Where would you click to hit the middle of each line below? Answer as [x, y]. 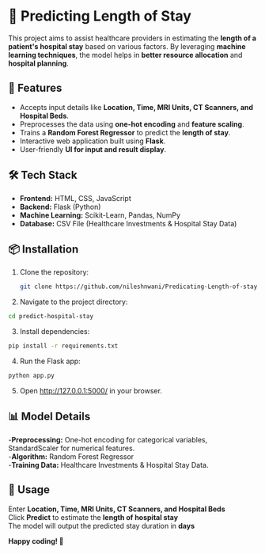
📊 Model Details [49, 417]
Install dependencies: [55, 332]
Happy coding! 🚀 [36, 541]
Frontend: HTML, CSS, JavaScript [76, 198]
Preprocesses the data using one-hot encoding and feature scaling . [132, 124]
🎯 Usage [29, 490]
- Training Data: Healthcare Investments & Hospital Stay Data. [108, 465]
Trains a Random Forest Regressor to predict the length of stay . [125, 132]
